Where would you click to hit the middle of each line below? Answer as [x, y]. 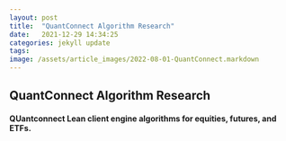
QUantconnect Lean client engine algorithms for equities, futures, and [143, 119]
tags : [19, 51]
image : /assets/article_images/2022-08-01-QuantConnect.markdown [134, 59]
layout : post [34, 18]
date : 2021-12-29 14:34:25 [64, 34]
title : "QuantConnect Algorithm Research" [92, 26]
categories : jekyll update [60, 43]
